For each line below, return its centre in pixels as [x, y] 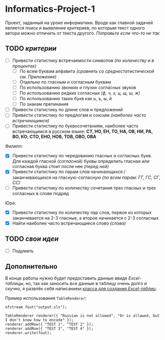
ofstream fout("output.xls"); [36, 307]
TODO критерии [31, 48]
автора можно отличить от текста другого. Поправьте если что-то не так [82, 33]
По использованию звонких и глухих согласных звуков [78, 87]
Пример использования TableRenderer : [46, 298]
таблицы [14, 283]
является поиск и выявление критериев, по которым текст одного [75, 28]
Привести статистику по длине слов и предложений [67, 110]
